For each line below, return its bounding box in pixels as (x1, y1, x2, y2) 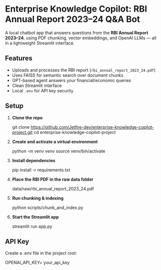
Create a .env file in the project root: (5, 250, 77, 256)
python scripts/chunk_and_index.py (12, 204, 83, 210)
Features (5, 54, 32, 63)
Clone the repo (12, 115, 43, 120)
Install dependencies (12, 157, 56, 163)
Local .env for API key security (12, 87, 74, 93)
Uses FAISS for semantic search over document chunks (12, 72, 124, 78)
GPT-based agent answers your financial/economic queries (12, 77, 131, 83)
